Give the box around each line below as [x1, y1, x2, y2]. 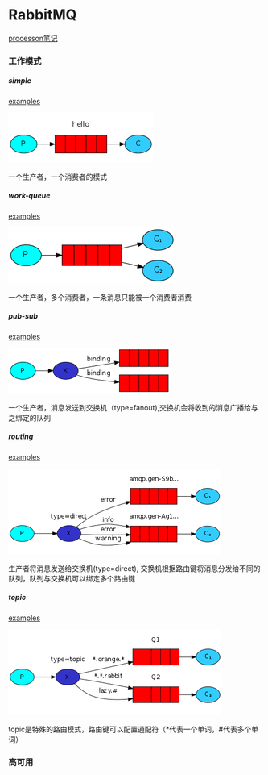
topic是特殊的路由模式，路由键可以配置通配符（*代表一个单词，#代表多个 [8, 724, 252, 734]
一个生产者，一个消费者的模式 [8, 172, 107, 181]
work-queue [8, 191, 51, 201]
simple [8, 76, 32, 85]
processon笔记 [8, 33, 58, 43]
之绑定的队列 [8, 413, 51, 423]
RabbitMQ [8, 6, 77, 24]
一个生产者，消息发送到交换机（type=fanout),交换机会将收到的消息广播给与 [8, 402, 259, 412]
